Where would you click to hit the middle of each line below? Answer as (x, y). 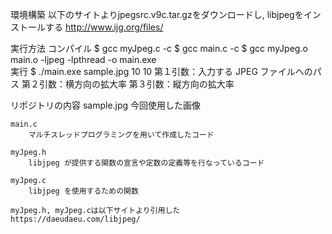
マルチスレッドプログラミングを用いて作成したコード (121, 135)
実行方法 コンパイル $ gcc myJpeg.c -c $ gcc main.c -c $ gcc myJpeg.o (159, 48)
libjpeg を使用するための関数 (83, 191)
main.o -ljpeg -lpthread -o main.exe (83, 59)
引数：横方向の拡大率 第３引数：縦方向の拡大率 (136, 84)
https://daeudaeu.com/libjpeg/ (75, 219)
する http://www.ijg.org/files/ (104, 27)
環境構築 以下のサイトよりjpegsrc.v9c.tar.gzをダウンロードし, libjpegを (157, 14)
